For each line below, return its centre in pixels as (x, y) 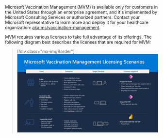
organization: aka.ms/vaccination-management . (53, 28)
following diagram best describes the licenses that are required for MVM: (78, 42)
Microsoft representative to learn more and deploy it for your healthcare (77, 22)
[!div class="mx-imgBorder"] (46, 51)
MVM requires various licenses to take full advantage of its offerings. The (78, 37)
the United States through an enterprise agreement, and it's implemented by (81, 12)
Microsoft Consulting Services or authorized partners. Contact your (72, 17)
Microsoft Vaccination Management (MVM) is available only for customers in (81, 7)
